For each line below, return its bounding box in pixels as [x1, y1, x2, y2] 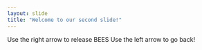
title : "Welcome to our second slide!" [7, 16, 122, 23]
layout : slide [7, 10, 48, 17]
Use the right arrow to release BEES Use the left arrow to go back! [7, 35, 196, 43]
